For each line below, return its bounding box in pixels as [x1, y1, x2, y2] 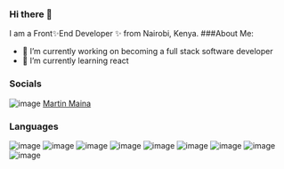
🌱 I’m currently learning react [21, 55, 129, 66]
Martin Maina [43, 98, 92, 109]
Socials [9, 77, 42, 90]
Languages [9, 120, 60, 133]
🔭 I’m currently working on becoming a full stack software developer [21, 46, 273, 57]
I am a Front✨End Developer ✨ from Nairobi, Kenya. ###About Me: [9, 28, 254, 39]
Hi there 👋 [9, 8, 53, 20]
